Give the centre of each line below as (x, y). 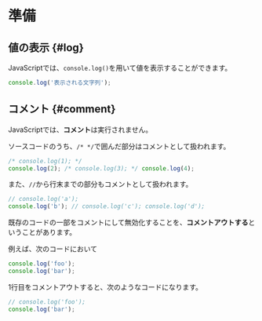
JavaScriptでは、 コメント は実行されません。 (80, 129)
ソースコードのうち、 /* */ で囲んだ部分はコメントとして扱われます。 (119, 146)
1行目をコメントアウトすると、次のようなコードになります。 (105, 286)
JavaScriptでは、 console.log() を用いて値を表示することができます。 (120, 68)
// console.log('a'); (44, 199)
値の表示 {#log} (46, 47)
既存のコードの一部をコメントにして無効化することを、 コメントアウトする (128, 223)
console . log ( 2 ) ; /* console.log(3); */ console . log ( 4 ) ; (101, 168)
